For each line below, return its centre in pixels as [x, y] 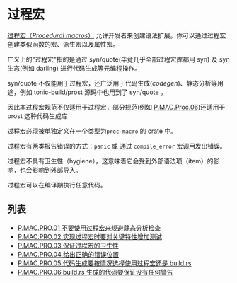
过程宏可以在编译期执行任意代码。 [57, 185]
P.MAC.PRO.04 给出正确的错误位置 [68, 254]
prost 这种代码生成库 [37, 116]
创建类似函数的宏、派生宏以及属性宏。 [63, 44]
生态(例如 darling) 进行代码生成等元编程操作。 [74, 68]
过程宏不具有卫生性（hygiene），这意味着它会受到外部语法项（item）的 [110, 161]
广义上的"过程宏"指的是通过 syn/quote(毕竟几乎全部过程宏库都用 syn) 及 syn [118, 59]
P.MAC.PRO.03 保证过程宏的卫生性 [68, 246]
